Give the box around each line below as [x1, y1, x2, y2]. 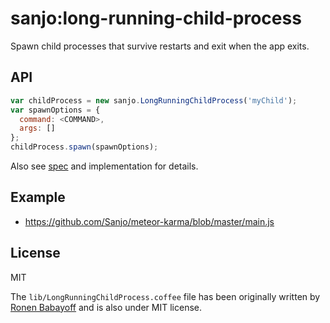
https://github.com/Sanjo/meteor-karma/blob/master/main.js [24, 215, 275, 227]
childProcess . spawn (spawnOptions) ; [10, 142, 159, 152]
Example [10, 189, 66, 206]
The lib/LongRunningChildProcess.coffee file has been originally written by [10, 290, 321, 302]
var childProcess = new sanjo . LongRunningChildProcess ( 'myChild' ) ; [10, 95, 298, 106]
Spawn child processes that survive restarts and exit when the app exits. [10, 40, 310, 52]
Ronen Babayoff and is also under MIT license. [10, 301, 202, 313]
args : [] [19, 123, 56, 134]
